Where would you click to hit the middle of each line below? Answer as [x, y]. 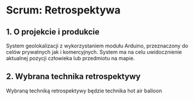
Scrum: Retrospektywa [64, 10]
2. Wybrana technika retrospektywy [73, 77]
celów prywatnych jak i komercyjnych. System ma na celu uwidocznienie [94, 52]
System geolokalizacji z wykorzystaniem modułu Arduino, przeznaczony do [97, 46]
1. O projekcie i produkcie [53, 32]
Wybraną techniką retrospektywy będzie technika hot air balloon [84, 91]
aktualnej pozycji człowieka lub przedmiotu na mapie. [71, 58]
